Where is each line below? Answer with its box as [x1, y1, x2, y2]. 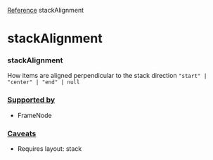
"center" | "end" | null [7, 79, 80, 86]
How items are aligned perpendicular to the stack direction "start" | [7, 72, 207, 80]
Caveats [7, 128, 37, 138]
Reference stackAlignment [7, 6, 84, 14]
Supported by [7, 95, 56, 105]
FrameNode [17, 111, 52, 119]
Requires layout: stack [17, 145, 82, 153]
